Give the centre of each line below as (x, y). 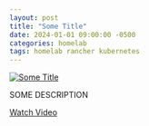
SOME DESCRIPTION (49, 95)
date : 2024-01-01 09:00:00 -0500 (73, 34)
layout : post (34, 18)
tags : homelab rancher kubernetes (75, 52)
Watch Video (33, 112)
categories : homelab (49, 43)
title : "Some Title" (49, 26)
